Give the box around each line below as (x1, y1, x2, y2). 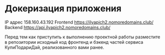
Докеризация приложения (4, 3, 122, 14)
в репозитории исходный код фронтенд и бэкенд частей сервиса (4, 39, 144, 45)
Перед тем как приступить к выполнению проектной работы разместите (4, 34, 161, 40)
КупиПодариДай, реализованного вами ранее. (4, 44, 105, 50)
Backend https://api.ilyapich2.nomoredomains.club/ (4, 24, 111, 30)
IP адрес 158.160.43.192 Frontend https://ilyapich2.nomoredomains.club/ (4, 19, 154, 25)
